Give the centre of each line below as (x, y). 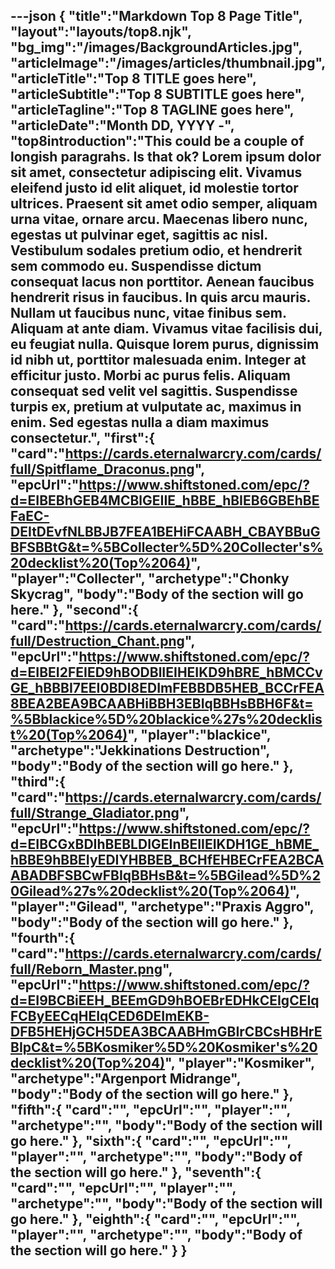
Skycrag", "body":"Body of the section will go (157, 594)
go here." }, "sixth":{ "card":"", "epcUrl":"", (151, 1141)
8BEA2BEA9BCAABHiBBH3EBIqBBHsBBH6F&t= (162, 704)
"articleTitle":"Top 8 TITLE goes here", (133, 79)
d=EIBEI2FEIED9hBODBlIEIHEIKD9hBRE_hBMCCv (166, 672)
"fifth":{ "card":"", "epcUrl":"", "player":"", (150, 1110)
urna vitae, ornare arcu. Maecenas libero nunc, (159, 219)
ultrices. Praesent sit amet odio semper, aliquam (164, 204)
